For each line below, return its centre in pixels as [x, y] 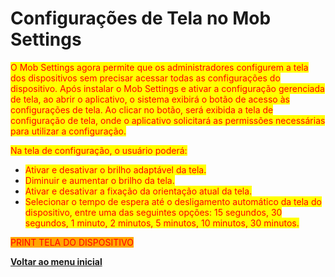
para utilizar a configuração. [68, 131]
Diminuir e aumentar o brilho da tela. [99, 180]
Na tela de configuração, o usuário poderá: [99, 150]
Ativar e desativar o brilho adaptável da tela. [115, 169]
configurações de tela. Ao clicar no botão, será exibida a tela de [142, 109]
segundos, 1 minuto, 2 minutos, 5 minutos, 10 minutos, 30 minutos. [162, 223]
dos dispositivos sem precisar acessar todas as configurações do [145, 78]
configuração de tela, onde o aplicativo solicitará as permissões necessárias [168, 120]
